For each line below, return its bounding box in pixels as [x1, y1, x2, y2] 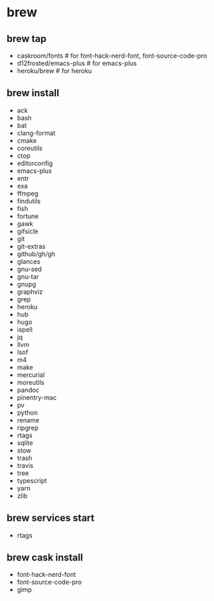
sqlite [16, 438, 33, 447]
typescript [16, 476, 47, 484]
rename [16, 415, 40, 424]
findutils [16, 196, 41, 205]
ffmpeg [16, 189, 39, 198]
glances [16, 257, 40, 265]
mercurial [16, 371, 45, 379]
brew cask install [6, 552, 83, 564]
